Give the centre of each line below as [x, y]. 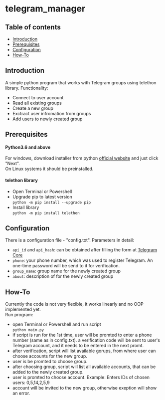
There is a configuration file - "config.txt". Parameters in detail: [70, 240]
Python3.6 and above [28, 147]
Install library [26, 207]
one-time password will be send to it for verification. [66, 266]
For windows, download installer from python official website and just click [82, 158]
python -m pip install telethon [46, 213]
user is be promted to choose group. [50, 362]
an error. [21, 393]
